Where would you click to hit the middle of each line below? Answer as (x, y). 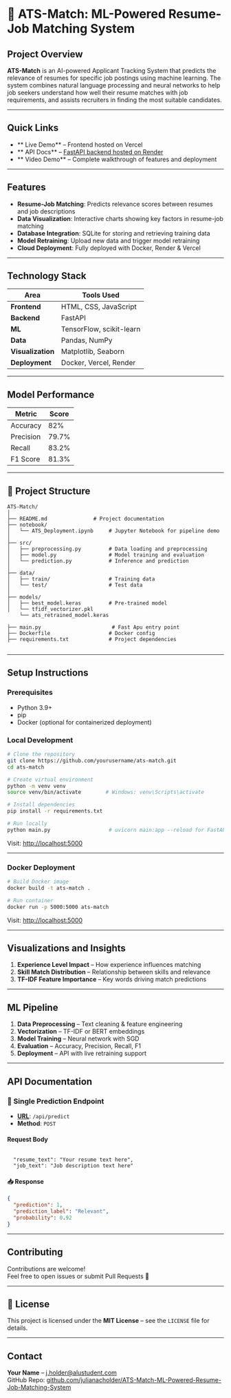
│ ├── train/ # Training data (81, 579)
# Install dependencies (41, 805)
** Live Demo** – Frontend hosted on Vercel (80, 145)
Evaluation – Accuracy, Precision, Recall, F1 (79, 1046)
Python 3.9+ (35, 707)
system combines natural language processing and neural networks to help (114, 85)
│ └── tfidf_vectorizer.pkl (51, 609)
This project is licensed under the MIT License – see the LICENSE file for (108, 1321)
